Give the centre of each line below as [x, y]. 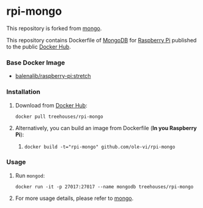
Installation [24, 92]
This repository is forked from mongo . [54, 28]
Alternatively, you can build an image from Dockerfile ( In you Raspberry [106, 128]
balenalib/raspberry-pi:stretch [53, 76]
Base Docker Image [36, 63]
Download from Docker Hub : [51, 105]
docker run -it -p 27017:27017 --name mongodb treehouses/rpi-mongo [104, 187]
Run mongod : [30, 175]
